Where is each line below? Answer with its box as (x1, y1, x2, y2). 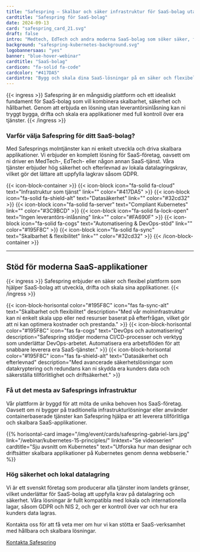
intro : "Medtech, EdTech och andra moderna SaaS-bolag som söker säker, (6, 36, 190, 42)
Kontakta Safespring (6, 538, 57, 545)
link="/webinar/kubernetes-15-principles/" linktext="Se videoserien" (6, 436, 174, 444)
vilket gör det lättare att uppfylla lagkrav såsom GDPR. (6, 170, 139, 177)
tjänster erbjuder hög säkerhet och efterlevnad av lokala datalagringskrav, (6, 164, 187, 171)
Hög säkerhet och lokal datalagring (6, 470, 110, 479)
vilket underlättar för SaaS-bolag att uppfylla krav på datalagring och (6, 490, 175, 497)
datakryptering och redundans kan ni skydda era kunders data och (6, 365, 170, 372)
